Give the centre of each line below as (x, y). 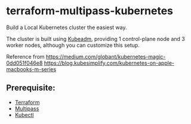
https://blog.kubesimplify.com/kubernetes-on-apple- (109, 63)
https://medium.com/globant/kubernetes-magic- (106, 56)
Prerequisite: (31, 88)
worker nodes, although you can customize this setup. (73, 45)
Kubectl (24, 115)
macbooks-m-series (31, 69)
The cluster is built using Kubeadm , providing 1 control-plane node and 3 (95, 39)
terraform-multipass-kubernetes (90, 11)
